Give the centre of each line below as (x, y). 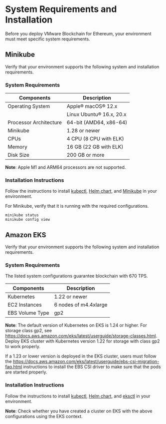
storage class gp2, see (29, 331)
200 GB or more (85, 155)
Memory (17, 147)
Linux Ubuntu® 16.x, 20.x (96, 114)
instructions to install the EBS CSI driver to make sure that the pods (92, 367)
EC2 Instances (25, 305)
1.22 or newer (71, 297)
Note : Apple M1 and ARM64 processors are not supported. (66, 167)
